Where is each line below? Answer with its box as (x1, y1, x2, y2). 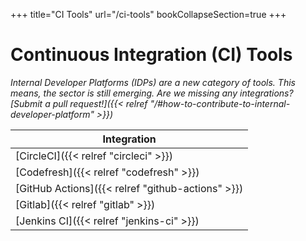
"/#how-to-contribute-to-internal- (149, 97, 291, 109)
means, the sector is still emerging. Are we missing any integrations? (10, 87, 294, 99)
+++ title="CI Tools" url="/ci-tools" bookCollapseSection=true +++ (10, 9, 287, 20)
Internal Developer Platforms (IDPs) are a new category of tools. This (10, 76, 296, 88)
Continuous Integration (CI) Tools (10, 44, 293, 66)
